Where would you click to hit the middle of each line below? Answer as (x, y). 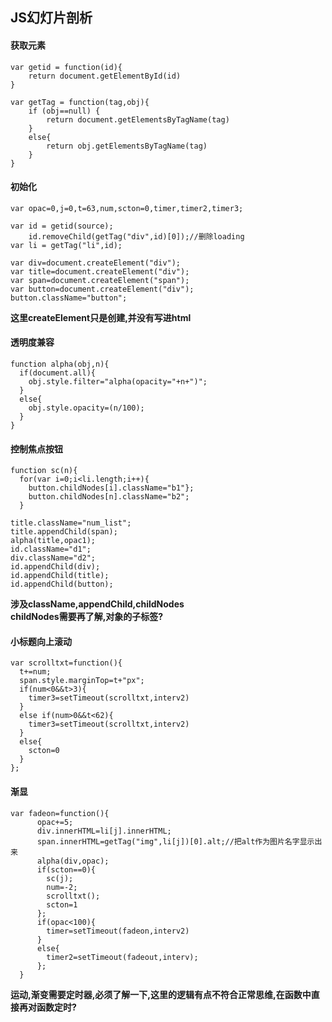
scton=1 (62, 904)
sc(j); (60, 878)
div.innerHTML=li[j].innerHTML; (104, 831)
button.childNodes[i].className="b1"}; (111, 488)
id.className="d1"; (51, 549)
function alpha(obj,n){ (60, 364)
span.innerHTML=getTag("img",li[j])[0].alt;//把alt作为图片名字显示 (175, 841)
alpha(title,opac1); (53, 541)
